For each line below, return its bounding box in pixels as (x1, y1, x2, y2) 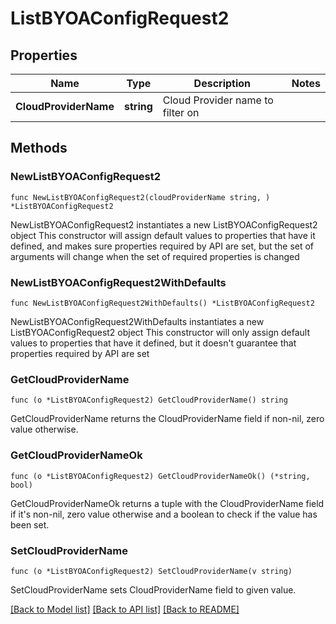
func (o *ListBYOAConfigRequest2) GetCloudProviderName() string (10, 395, 288, 406)
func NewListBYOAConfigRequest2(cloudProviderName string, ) (10, 192, 271, 202)
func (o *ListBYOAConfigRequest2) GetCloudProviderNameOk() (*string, (10, 471, 311, 481)
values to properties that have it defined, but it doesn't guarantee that (10, 337, 297, 349)
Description (193, 77, 252, 90)
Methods (10, 140, 68, 157)
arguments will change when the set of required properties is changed (10, 250, 300, 262)
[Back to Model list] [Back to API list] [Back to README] (10, 603, 240, 615)
